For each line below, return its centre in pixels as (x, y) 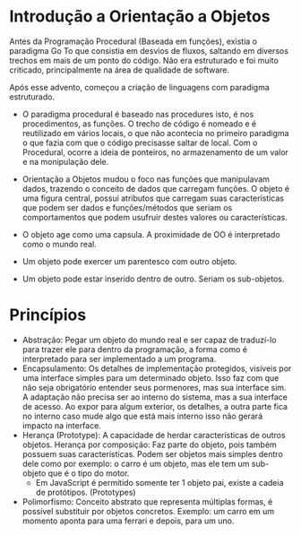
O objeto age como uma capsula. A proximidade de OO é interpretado (151, 234)
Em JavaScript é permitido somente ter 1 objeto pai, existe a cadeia (159, 482)
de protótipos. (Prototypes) (86, 492)
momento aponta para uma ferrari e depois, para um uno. (128, 521)
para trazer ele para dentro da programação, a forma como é (135, 349)
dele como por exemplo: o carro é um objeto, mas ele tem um (136, 463)
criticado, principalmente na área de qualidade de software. (120, 70)
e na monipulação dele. (65, 161)
